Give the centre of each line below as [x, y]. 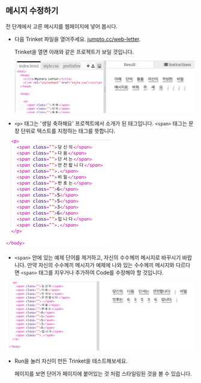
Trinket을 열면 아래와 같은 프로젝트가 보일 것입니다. [74, 52]
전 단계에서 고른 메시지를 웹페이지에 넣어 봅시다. [62, 26]
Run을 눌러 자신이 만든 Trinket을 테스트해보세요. [71, 361]
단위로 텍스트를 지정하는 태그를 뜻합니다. [68, 131]
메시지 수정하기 [32, 11]
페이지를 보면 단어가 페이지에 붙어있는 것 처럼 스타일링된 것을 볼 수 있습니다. [103, 374]
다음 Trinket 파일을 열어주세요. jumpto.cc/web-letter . [77, 39]
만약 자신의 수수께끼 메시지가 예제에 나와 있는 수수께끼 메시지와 [101, 265]
